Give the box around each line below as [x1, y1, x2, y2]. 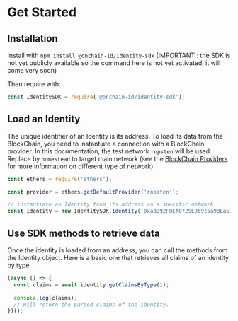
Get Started [7, 4, 76, 21]
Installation [7, 33, 58, 45]
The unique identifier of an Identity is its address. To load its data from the [7, 132, 223, 140]
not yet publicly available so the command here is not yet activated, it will [7, 59, 221, 67]
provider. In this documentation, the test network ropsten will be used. [7, 146, 212, 156]
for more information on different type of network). [7, 162, 156, 170]
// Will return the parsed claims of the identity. [13, 301, 170, 308]
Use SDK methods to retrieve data [7, 227, 161, 239]
